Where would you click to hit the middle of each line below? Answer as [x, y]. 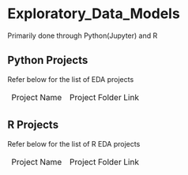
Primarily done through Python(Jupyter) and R [83, 35]
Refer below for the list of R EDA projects [74, 143]
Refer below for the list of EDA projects [71, 79]
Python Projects [48, 60]
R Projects [33, 125]
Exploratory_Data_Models [94, 14]
